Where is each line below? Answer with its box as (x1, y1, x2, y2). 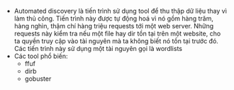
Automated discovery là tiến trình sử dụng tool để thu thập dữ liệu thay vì (13, 7, 227, 15)
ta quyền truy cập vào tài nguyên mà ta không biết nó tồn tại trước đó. (13, 37, 218, 45)
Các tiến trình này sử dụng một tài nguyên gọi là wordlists (13, 45, 183, 52)
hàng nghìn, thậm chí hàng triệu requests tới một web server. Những (13, 22, 214, 30)
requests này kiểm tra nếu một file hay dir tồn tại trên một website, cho (13, 29, 221, 38)
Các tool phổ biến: (13, 52, 68, 60)
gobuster (24, 74, 52, 83)
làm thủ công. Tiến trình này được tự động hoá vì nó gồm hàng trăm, (13, 14, 214, 23)
